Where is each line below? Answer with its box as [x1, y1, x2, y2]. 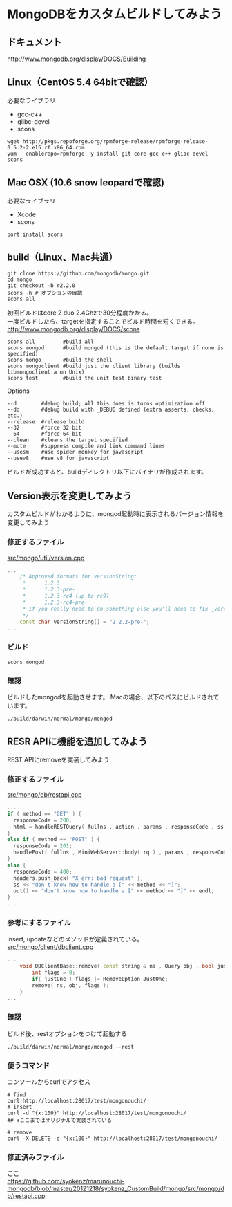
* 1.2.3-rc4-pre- [22, 599, 88, 606]
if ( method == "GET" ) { [7, 810, 81, 817]
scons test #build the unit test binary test [7, 375, 162, 382]
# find [7, 1091, 26, 1098]
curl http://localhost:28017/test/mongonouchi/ [7, 1098, 147, 1105]
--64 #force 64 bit [7, 430, 81, 438]
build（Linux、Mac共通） [7, 252, 118, 264]
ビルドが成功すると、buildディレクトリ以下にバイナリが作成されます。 [7, 468, 207, 476]
